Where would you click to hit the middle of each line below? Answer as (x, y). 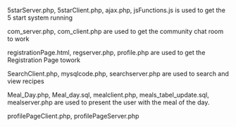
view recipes (26, 81)
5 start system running (40, 18)
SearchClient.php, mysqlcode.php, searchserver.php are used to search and (118, 74)
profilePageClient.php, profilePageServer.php (73, 116)
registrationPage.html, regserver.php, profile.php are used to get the (106, 53)
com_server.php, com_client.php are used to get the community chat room (116, 31)
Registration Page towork (44, 60)
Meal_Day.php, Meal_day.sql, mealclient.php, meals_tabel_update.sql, (108, 95)
